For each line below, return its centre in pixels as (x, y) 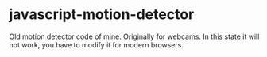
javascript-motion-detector (102, 15)
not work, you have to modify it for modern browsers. (96, 44)
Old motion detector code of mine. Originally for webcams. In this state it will (134, 36)
